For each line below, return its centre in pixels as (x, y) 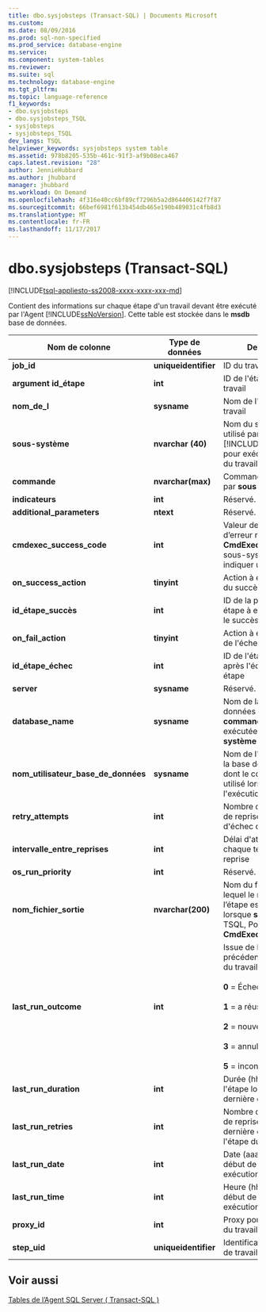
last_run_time (38, 1196)
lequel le (239, 894)
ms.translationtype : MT (47, 215)
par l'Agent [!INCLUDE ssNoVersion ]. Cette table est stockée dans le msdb (129, 314)
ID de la (237, 600)
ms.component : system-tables (56, 60)
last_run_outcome (47, 1006)
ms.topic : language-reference (58, 97)
